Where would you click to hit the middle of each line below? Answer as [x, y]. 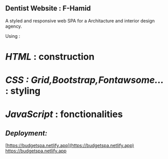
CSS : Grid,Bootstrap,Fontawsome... [85, 80]
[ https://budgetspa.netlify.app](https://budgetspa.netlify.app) [70, 146]
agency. [14, 26]
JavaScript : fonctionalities [64, 114]
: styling [23, 91]
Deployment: [26, 133]
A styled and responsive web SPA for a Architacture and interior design [80, 20]
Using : [13, 36]
